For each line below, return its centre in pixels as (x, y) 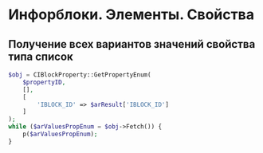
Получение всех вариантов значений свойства (132, 44)
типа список (41, 56)
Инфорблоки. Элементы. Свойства (131, 15)
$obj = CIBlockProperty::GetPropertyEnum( (80, 75)
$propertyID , (44, 82)
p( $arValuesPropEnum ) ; (60, 134)
